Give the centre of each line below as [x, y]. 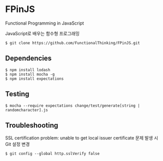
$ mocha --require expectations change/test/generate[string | [73, 106]
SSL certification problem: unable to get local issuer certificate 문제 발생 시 [82, 138]
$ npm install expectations [35, 79]
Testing [17, 94]
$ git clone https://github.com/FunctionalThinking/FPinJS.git [73, 43]
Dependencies [28, 58]
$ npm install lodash [28, 70]
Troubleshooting [32, 125]
